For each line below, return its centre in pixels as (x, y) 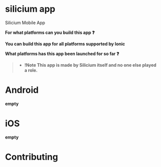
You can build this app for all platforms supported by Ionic (65, 44)
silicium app (30, 9)
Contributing (32, 157)
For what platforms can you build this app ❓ (50, 32)
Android (22, 90)
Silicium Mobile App (25, 23)
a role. (31, 70)
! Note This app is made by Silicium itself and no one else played (90, 65)
